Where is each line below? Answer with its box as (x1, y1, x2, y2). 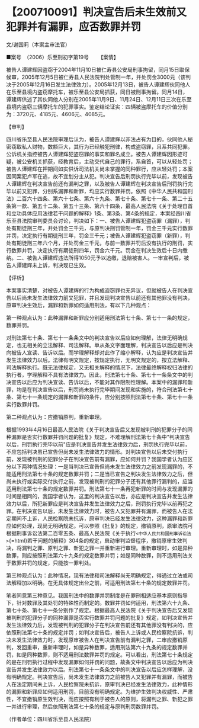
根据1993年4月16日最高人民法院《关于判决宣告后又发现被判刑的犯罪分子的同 (6, 426, 193, 433)
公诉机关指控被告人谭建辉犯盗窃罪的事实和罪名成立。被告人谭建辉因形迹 (6, 150, 182, 158)
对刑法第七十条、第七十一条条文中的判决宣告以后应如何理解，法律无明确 (6, 334, 182, 341)
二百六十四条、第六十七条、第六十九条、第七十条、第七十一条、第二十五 (16, 195, 193, 202)
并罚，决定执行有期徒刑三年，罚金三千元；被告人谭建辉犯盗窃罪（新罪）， (6, 232, 185, 239)
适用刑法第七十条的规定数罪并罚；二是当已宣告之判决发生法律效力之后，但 (11, 470, 193, 477)
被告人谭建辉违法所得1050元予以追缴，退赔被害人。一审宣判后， (26, 254, 184, 261)
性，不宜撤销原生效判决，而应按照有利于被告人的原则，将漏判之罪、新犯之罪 (6, 695, 193, 703)
